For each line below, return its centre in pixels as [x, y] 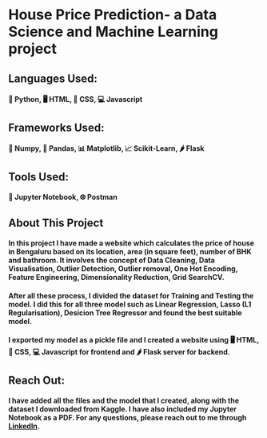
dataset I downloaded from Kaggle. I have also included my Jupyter [123, 409]
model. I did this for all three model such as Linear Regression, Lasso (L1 [130, 304]
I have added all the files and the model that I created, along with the [124, 401]
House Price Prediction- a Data [113, 15]
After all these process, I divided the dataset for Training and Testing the [131, 295]
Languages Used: [53, 78]
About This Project [56, 223]
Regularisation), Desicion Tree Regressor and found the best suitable [125, 312]
